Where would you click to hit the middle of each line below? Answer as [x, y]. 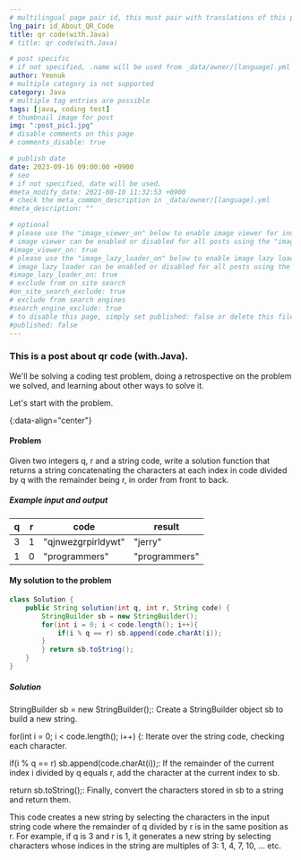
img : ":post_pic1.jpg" [52, 126]
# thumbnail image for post [62, 118]
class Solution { [42, 600]
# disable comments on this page [72, 134]
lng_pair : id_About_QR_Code [62, 26]
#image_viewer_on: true [54, 250]
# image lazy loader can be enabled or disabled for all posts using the [150, 267]
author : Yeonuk [38, 76]
